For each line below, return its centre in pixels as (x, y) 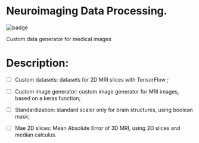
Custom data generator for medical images (59, 39)
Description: (38, 63)
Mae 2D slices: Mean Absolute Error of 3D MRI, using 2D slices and (97, 128)
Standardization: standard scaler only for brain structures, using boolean (104, 110)
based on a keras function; (48, 98)
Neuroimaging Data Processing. (87, 11)
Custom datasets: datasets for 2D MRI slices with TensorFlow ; (91, 79)
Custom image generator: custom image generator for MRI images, (97, 91)
